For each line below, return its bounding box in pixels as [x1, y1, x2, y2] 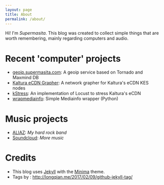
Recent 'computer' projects [5, 53, 121, 64]
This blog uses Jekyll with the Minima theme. [12, 169, 105, 175]
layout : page [5, 7, 32, 12]
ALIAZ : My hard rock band [12, 130, 67, 136]
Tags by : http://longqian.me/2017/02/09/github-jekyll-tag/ [12, 174, 133, 180]
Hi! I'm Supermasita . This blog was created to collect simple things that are [5, 30, 159, 36]
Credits [5, 152, 36, 164]
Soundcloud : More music [12, 135, 64, 141]
